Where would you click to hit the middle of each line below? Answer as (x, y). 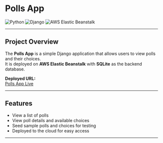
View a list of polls (30, 115)
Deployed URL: (20, 78)
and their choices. (23, 58)
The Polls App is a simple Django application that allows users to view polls (80, 54)
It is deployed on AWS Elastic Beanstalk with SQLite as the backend (73, 64)
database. (15, 69)
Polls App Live (19, 84)
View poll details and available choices (51, 120)
